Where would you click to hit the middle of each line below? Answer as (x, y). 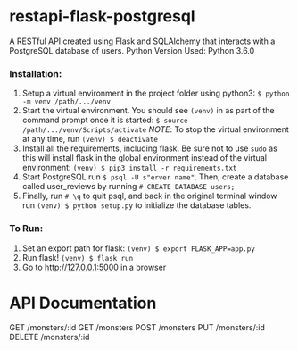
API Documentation (83, 303)
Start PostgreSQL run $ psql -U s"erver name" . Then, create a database (155, 177)
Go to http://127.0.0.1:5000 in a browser (94, 267)
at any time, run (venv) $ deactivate (90, 139)
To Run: (26, 229)
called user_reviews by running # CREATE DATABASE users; (128, 187)
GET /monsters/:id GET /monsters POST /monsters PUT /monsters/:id (137, 328)
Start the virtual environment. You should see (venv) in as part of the (148, 111)
